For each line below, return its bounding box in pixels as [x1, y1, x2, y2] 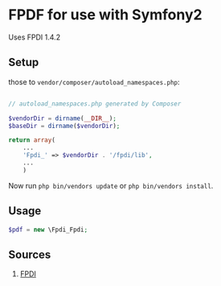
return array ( [8, 136, 56, 144]
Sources [8, 247, 51, 261]
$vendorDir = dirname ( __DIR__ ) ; [8, 114, 117, 122]
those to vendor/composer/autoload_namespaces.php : [8, 77, 180, 86]
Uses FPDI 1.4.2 [8, 32, 61, 42]
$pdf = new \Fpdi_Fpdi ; [8, 226, 88, 234]
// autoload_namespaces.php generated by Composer [8, 99, 182, 108]
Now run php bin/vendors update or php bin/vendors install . [8, 180, 214, 190]
